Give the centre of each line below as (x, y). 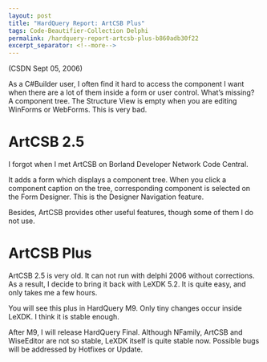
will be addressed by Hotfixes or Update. (76, 349)
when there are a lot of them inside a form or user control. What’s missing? (131, 92)
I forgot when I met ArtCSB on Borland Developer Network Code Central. (128, 165)
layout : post (30, 16)
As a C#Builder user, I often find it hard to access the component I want (126, 84)
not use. (22, 221)
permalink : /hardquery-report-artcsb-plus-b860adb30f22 (103, 38)
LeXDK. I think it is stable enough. (64, 317)
